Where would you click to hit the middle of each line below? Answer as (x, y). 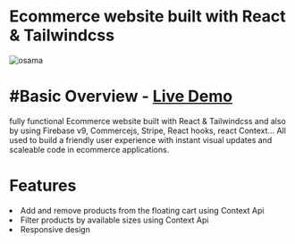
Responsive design (56, 229)
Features (43, 186)
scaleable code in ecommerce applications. (89, 149)
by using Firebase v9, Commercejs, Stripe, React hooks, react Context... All (147, 130)
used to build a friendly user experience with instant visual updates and (141, 139)
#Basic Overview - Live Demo (121, 97)
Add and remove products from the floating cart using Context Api (143, 210)
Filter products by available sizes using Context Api (115, 220)
